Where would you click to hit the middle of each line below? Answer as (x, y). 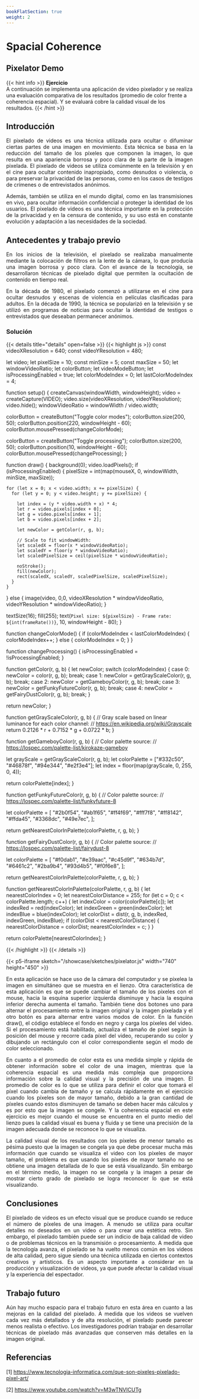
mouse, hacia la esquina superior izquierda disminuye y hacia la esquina (99, 998)
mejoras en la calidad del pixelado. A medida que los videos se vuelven (99, 1314)
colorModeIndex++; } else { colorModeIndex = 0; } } (70, 640)
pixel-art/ (17, 1378)
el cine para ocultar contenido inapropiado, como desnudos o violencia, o (99, 172)
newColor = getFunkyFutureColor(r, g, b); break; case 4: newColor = (89, 688)
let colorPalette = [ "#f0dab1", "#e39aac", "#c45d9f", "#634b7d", (86, 860)
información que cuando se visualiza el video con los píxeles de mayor (99, 1153)
